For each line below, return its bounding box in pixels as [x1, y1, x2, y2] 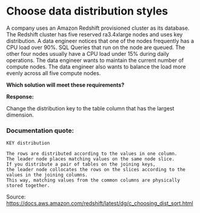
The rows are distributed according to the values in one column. [6, 150, 178, 157]
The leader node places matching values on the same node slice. [6, 156, 175, 162]
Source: [6, 193, 26, 201]
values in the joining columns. [6, 172, 88, 178]
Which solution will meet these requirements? [6, 81, 125, 89]
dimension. [6, 111, 35, 118]
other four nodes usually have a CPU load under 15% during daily [6, 50, 170, 57]
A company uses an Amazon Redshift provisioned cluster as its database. [6, 24, 190, 32]
